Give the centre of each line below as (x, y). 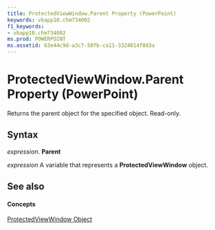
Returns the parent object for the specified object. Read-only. (94, 113)
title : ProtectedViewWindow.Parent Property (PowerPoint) (92, 13)
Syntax (23, 135)
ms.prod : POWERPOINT (37, 39)
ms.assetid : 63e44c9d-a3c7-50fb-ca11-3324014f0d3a (81, 45)
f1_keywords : (26, 26)
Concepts (21, 204)
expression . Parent (34, 151)
